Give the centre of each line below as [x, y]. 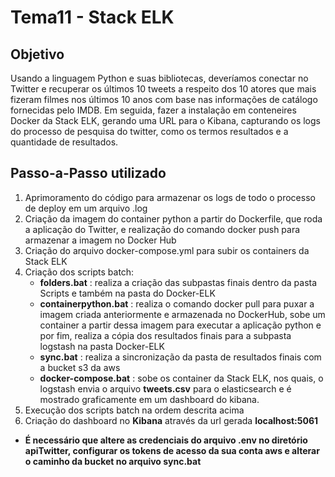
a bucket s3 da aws [80, 367]
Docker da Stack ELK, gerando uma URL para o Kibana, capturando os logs [165, 120]
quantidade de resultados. [64, 142]
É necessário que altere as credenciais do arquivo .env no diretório [166, 440]
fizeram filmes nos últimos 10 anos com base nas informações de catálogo [164, 99]
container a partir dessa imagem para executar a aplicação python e [180, 325]
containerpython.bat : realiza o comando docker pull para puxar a [177, 303]
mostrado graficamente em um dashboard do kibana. [149, 399]
